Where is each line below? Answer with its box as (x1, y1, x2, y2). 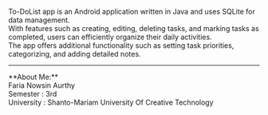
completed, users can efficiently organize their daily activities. (8, 32, 213, 42)
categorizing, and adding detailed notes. (8, 50, 141, 58)
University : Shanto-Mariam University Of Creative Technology (8, 97, 214, 107)
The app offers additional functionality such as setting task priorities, (8, 41, 235, 50)
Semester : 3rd (8, 89, 57, 98)
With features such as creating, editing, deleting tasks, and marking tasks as (8, 24, 259, 33)
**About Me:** (8, 72, 58, 81)
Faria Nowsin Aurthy (8, 81, 76, 90)
